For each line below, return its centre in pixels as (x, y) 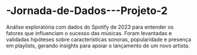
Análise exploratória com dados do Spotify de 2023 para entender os (90, 27)
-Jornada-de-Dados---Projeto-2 (87, 11)
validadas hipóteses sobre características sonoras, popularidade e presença (99, 39)
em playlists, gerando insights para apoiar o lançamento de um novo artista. (98, 46)
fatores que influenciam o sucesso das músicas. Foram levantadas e (89, 33)
